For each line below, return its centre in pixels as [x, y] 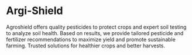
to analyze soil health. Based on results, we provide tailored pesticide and [95, 33]
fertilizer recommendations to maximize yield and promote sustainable [91, 39]
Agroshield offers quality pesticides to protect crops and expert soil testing [96, 27]
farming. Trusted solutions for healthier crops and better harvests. [86, 46]
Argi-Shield [35, 11]
